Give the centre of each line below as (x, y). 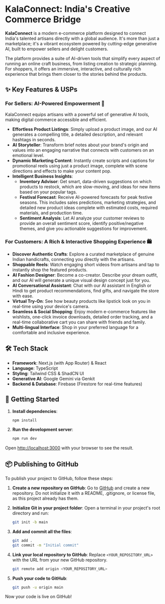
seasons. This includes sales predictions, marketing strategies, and (88, 202)
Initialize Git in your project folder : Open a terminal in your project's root (86, 508)
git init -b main (30, 522)
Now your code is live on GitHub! (39, 597)
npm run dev (24, 439)
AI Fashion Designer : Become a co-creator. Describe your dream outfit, (85, 275)
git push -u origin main (38, 587)
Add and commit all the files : (42, 531)
